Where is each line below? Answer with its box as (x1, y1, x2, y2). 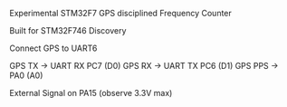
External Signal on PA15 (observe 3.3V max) (9, 88, 173, 98)
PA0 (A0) (9, 70, 43, 81)
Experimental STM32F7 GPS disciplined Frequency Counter (9, 8, 233, 18)
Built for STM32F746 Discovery (9, 25, 127, 35)
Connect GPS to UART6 (9, 43, 98, 53)
